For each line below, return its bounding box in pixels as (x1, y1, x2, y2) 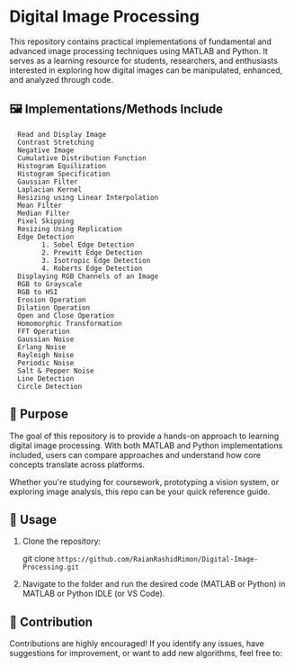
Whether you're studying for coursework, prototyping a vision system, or (9, 476, 280, 487)
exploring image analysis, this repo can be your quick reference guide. (9, 486, 271, 497)
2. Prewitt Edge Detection (41, 248, 143, 257)
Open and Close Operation (17, 311, 115, 320)
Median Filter (17, 209, 70, 218)
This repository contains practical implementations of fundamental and (9, 36, 272, 47)
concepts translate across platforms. (9, 459, 146, 470)
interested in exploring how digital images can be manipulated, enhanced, (9, 65, 283, 76)
